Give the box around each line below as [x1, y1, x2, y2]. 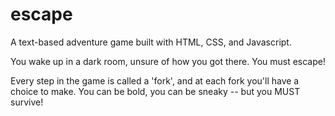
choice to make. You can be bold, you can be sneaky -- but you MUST [10, 85, 301, 97]
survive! [10, 96, 44, 108]
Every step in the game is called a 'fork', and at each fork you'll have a [10, 74, 300, 87]
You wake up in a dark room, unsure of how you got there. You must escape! [10, 55, 326, 67]
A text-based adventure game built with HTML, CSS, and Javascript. [10, 36, 292, 48]
